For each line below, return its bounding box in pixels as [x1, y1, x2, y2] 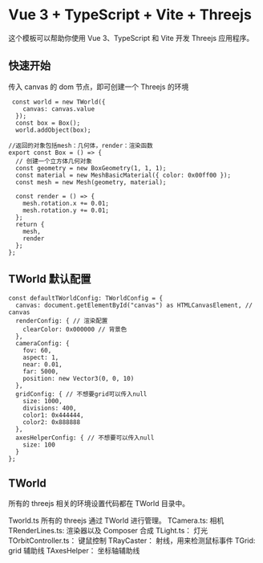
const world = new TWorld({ [11, 98, 106, 106]
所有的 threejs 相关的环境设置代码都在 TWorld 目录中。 [8, 499, 190, 508]
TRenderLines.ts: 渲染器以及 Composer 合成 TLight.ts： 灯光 [8, 526, 208, 536]
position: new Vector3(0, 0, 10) [22, 374, 135, 382]
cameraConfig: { [15, 339, 70, 347]
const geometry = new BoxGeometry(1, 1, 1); [15, 164, 167, 172]
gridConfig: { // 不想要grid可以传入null [15, 390, 148, 398]
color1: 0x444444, [22, 411, 84, 419]
